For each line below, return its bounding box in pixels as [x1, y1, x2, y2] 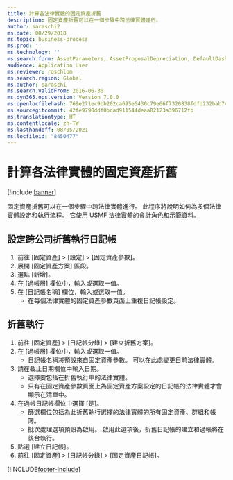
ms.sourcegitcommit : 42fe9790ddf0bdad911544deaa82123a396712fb [7, 107, 194, 114]
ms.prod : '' [7, 42, 42, 49]
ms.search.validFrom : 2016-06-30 [7, 87, 104, 94]
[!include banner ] [7, 188, 57, 196]
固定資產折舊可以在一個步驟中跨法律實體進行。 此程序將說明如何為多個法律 [7, 203, 222, 211]
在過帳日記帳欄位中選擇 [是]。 [17, 399, 103, 407]
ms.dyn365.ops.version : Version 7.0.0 [7, 94, 119, 101]
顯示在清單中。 [27, 390, 71, 399]
